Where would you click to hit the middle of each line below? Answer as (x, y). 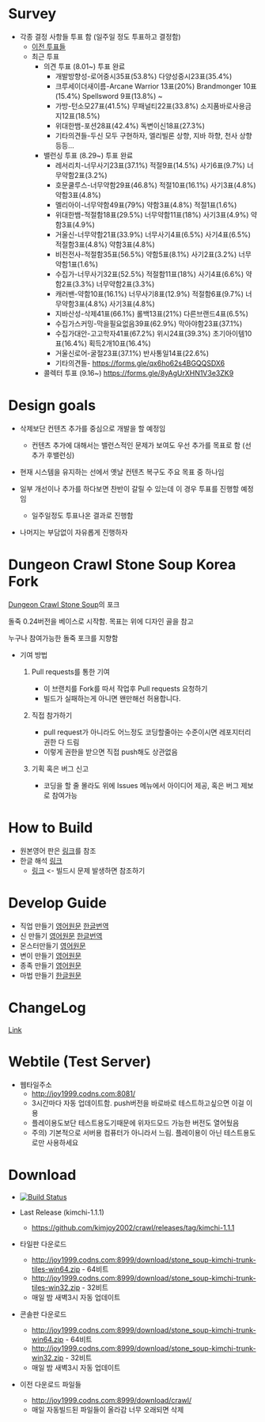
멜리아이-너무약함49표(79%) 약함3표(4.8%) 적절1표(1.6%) (146, 205)
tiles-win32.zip (56, 1287)
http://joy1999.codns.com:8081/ (83, 1094)
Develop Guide (57, 902)
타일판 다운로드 (43, 1244)
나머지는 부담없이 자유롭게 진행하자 (74, 532)
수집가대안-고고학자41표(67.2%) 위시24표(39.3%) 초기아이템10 (153, 333)
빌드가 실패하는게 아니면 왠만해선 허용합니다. (112, 698)
